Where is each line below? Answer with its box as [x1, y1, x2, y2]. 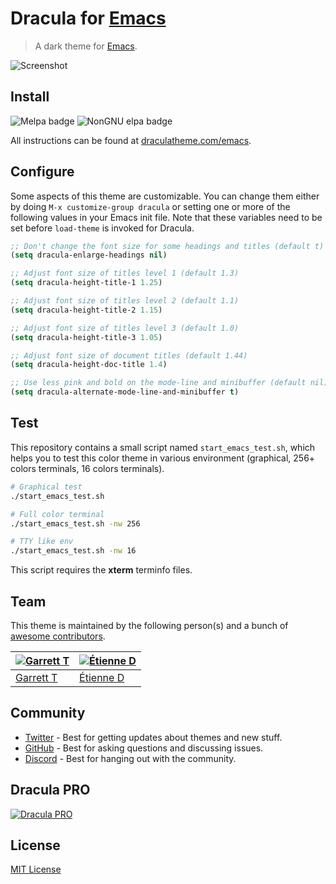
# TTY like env [10, 537, 74, 547]
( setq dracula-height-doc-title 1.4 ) [10, 360, 168, 370]
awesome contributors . [10, 630, 106, 642]
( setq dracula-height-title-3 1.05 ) [10, 332, 163, 342]
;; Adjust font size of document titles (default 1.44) [10, 350, 248, 361]
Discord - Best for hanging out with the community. [24, 752, 237, 764]
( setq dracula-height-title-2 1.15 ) [10, 305, 163, 315]
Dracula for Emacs [10, 7, 167, 30]
